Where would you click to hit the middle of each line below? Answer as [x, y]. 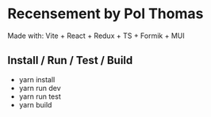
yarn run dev [40, 88]
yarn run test [40, 96]
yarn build [35, 104]
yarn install [37, 79]
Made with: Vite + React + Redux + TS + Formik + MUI [96, 36]
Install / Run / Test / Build [70, 60]
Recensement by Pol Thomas [105, 14]
